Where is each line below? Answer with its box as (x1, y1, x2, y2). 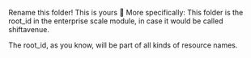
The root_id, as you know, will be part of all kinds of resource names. (8, 40, 238, 50)
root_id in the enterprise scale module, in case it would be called (8, 16, 223, 26)
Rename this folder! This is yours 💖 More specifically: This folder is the (8, 8, 244, 17)
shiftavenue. (8, 25, 50, 34)
